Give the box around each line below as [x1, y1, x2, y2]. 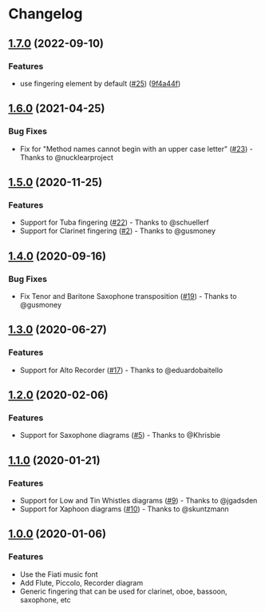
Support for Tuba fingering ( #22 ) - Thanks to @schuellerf [19, 217, 209, 228]
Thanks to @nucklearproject [19, 153, 113, 162]
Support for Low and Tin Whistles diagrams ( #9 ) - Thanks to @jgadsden [19, 496, 258, 505]
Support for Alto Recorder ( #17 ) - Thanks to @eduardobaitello [19, 365, 223, 375]
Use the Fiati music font [19, 569, 98, 579]
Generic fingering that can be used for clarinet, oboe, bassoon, [19, 586, 227, 596]
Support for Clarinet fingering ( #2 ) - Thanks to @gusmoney [19, 226, 216, 236]
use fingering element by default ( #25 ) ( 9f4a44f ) [19, 78, 181, 88]
